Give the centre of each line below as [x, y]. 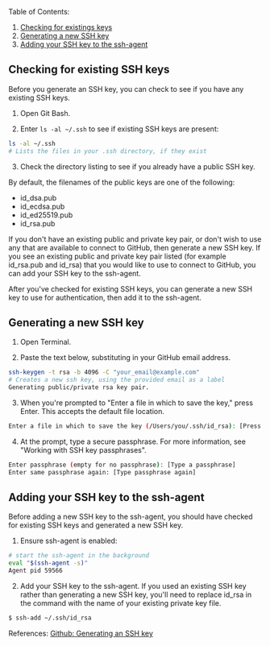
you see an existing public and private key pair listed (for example [118, 256]
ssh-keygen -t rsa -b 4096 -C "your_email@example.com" [104, 373]
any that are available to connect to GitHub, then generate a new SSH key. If [134, 247]
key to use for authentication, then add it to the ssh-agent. [105, 297]
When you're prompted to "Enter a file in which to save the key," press [137, 403]
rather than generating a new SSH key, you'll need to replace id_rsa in [136, 594]
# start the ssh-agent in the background [79, 556]
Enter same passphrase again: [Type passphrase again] [102, 472]
